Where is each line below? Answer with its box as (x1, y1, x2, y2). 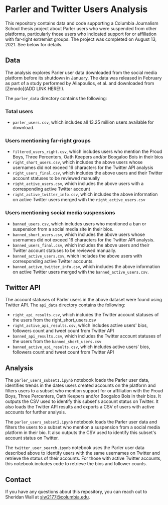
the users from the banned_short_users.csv (12, 339, 102, 345)
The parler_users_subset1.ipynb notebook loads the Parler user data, (5, 377, 149, 383)
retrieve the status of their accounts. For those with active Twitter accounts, (5, 455, 162, 461)
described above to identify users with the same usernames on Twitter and (5, 450, 160, 456)
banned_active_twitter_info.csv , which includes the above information (12, 263, 160, 270)
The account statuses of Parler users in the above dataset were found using (5, 297, 162, 303)
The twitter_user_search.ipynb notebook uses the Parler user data (5, 445, 144, 451)
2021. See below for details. (5, 41, 63, 47)
